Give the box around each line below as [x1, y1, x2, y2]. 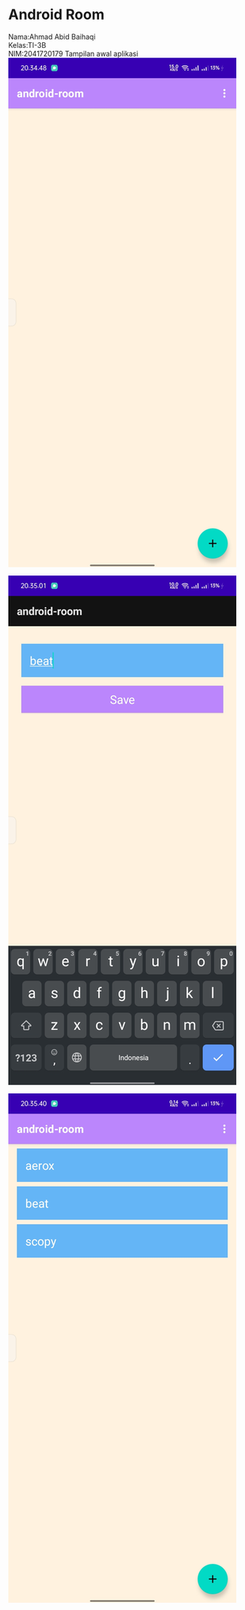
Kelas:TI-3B [8, 40, 47, 49]
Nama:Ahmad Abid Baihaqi [8, 32, 96, 41]
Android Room [8, 6, 105, 24]
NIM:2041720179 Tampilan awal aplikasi [8, 49, 139, 58]
